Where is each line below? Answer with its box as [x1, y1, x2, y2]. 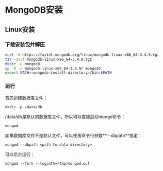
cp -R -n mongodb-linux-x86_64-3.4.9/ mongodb [5, 66, 101, 71]
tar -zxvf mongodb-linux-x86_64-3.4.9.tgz [5, 57, 92, 62]
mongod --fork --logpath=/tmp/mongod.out [5, 161, 90, 166]
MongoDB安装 [5, 4, 63, 16]
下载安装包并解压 [5, 41, 45, 48]
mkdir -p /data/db [5, 104, 42, 109]
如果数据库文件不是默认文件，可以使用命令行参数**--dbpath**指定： [5, 132, 142, 138]
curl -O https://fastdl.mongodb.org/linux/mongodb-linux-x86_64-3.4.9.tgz [5, 52, 160, 57]
